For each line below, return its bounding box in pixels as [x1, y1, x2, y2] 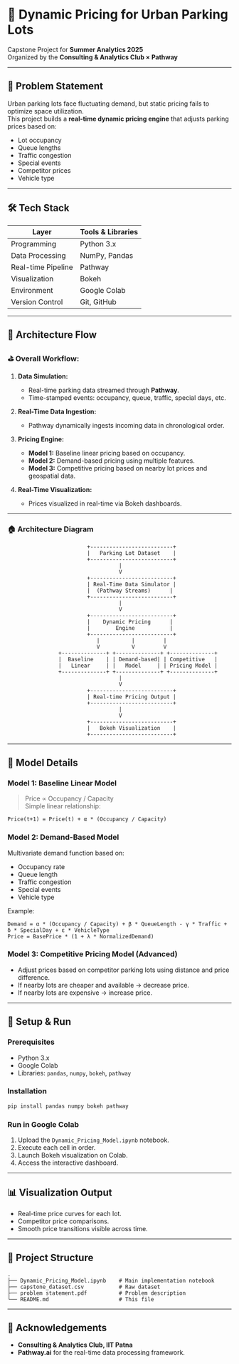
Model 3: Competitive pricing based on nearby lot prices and [28, 464, 208, 473]
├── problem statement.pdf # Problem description [7, 1289, 186, 1297]
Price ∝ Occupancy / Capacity [24, 794, 114, 803]
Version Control [11, 296, 63, 306]
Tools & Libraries [80, 226, 139, 236]
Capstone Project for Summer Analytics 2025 [7, 45, 144, 54]
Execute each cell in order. [17, 1143, 96, 1152]
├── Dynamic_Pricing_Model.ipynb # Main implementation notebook [7, 1277, 215, 1284]
